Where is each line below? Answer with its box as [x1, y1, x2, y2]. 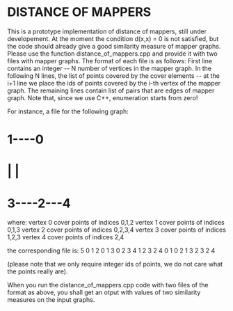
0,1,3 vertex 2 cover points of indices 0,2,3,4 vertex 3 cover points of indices [7, 225, 226, 234]
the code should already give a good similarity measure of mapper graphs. [7, 42, 221, 50]
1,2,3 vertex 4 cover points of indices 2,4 [7, 233, 124, 241]
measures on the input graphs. [7, 296, 95, 304]
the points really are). [7, 267, 68, 276]
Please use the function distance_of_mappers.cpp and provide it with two [7, 49, 218, 58]
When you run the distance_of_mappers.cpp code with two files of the [7, 281, 209, 289]
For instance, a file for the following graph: [7, 107, 129, 115]
